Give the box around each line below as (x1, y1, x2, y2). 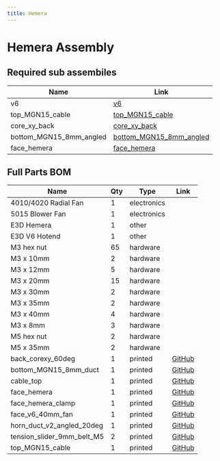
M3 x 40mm (10, 310, 50, 319)
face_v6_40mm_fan (10, 410, 74, 419)
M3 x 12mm (10, 265, 50, 275)
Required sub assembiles (7, 66, 118, 79)
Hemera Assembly (7, 39, 115, 55)
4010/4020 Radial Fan (10, 198, 84, 208)
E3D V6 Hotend (10, 232, 61, 241)
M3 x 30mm (10, 287, 50, 297)
